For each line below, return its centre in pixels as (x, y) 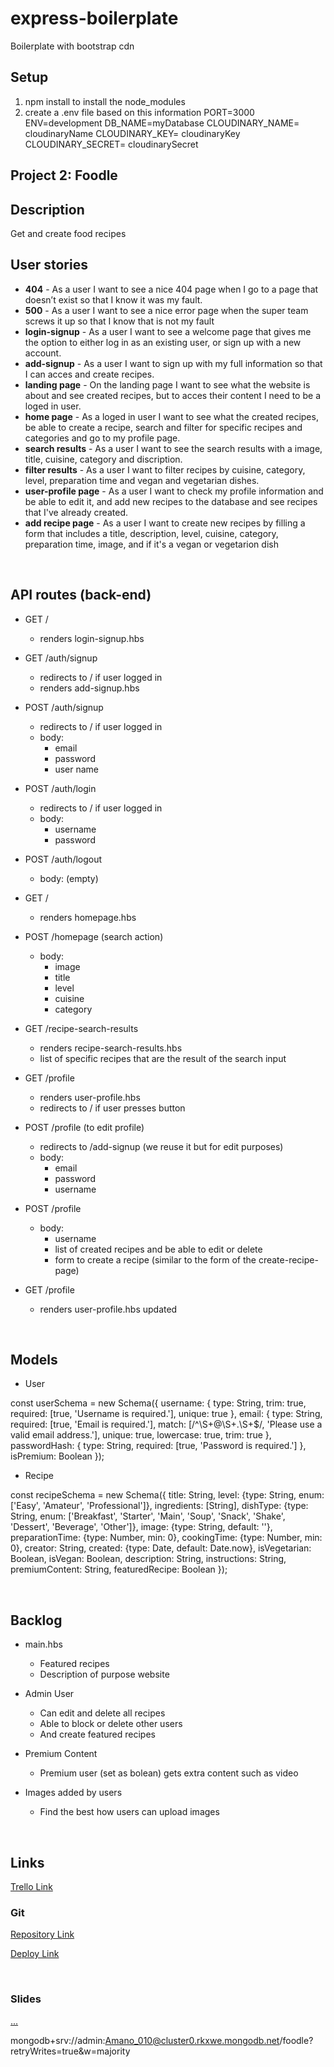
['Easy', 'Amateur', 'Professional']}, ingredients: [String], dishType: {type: (159, 1506)
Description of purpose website (104, 1674)
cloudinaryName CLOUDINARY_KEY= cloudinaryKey (132, 133)
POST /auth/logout (63, 859)
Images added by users (73, 1793)
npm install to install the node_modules (105, 101)
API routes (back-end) (81, 595)
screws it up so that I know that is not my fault (119, 321)
